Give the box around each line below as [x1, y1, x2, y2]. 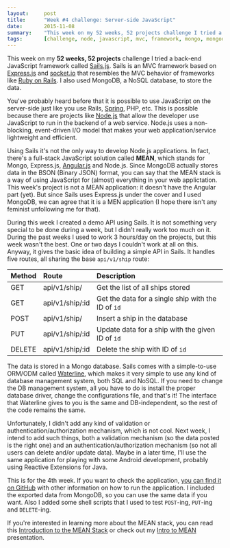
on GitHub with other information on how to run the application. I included [7, 483, 215, 492]
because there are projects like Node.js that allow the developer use [7, 111, 199, 120]
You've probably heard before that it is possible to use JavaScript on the [7, 97, 211, 105]
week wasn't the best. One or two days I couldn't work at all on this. [7, 240, 199, 249]
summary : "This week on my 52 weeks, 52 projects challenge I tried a [7, 29, 222, 36]
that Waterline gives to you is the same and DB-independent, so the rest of [7, 399, 218, 407]
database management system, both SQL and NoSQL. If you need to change [7, 377, 223, 385]
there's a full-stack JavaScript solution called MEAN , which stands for [7, 154, 205, 162]
